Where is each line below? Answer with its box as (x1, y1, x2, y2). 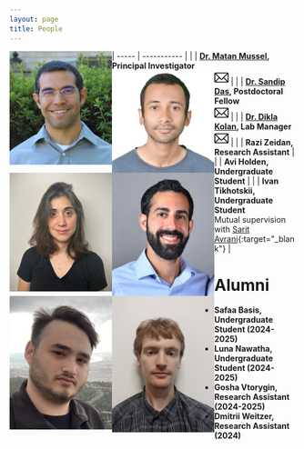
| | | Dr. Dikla (230, 111, 279, 122)
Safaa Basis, (214, 304, 262, 315)
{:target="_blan (238, 233, 295, 244)
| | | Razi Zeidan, (230, 136, 294, 147)
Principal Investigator (112, 60, 196, 71)
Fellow (214, 95, 240, 106)
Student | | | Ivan (214, 175, 279, 186)
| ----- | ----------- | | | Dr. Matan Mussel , (112, 50, 270, 61)
